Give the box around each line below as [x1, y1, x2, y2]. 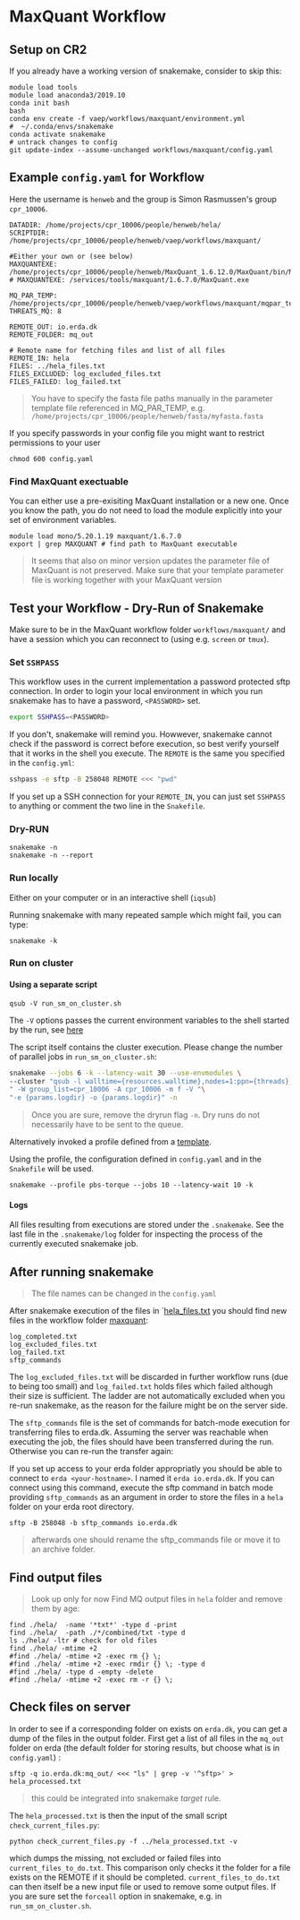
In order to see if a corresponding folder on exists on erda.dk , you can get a [9, 1723, 287, 1734]
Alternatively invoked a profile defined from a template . [9, 1136, 212, 1147]
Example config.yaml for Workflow [9, 170, 205, 185]
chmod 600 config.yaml [9, 454, 94, 463]
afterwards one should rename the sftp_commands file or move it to [30, 1534, 281, 1546]
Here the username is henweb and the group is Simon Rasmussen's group [9, 193, 277, 204]
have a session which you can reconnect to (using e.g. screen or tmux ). [9, 633, 270, 644]
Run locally [9, 871, 59, 884]
